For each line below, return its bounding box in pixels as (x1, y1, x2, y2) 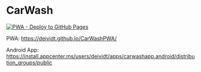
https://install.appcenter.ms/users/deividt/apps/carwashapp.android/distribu (6, 52, 195, 60)
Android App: (6, 46, 39, 54)
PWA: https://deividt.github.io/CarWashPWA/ (6, 35, 117, 42)
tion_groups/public (6, 59, 53, 66)
